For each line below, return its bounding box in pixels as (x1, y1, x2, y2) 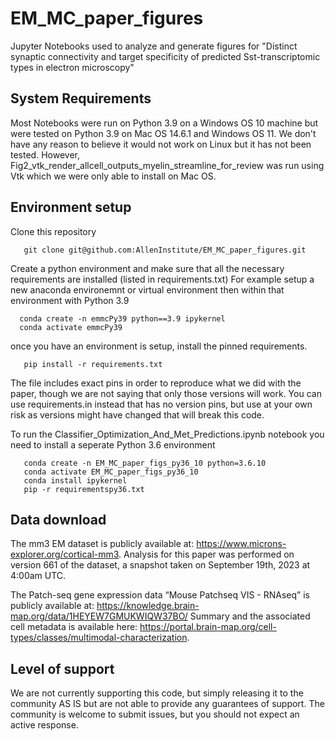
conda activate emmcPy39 (19, 322, 123, 332)
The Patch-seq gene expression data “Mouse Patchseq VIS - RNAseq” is (10, 589, 310, 601)
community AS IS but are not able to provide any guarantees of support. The (10, 698, 325, 710)
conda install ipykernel (23, 475, 128, 486)
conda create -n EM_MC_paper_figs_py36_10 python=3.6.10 (23, 458, 267, 468)
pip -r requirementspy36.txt (23, 484, 145, 494)
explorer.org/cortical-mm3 (10, 548, 120, 561)
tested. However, (10, 148, 80, 161)
